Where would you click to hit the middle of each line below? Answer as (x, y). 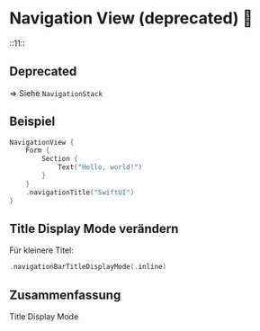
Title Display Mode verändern (94, 228)
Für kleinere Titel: (41, 250)
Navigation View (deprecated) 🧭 (131, 18)
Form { (38, 151)
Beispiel (32, 122)
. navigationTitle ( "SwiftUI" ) (80, 192)
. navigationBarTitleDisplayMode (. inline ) (88, 267)
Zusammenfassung (65, 295)
